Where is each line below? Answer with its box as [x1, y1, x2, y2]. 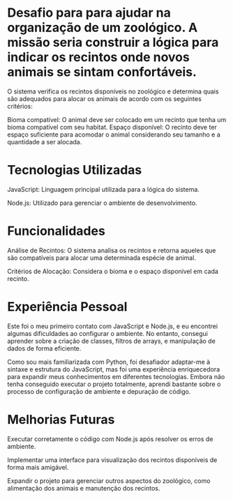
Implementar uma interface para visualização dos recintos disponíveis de [7, 455, 218, 464]
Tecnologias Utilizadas [7, 162, 142, 178]
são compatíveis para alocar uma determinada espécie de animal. [7, 253, 197, 262]
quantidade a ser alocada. [7, 137, 82, 146]
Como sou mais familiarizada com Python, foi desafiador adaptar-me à [7, 358, 211, 366]
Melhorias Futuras [7, 411, 115, 427]
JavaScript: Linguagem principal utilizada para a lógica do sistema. [7, 185, 200, 193]
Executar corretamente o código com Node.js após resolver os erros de [7, 434, 213, 443]
